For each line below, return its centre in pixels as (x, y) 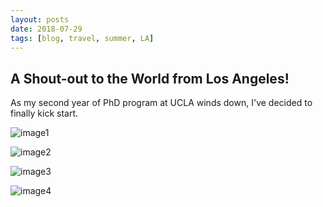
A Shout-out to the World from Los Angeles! (150, 78)
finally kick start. (44, 113)
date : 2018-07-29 (46, 29)
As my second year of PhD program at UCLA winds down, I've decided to (161, 103)
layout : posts (40, 19)
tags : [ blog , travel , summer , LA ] (82, 38)
